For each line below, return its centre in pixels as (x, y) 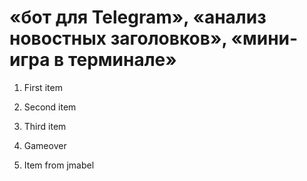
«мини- (264, 38)
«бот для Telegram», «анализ (138, 17)
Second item (50, 107)
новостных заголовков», (118, 38)
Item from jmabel (59, 165)
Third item (45, 126)
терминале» (122, 60)
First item (43, 87)
